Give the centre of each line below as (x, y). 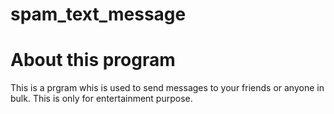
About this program (93, 60)
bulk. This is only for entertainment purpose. (101, 99)
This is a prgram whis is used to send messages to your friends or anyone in (167, 88)
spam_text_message (98, 14)
